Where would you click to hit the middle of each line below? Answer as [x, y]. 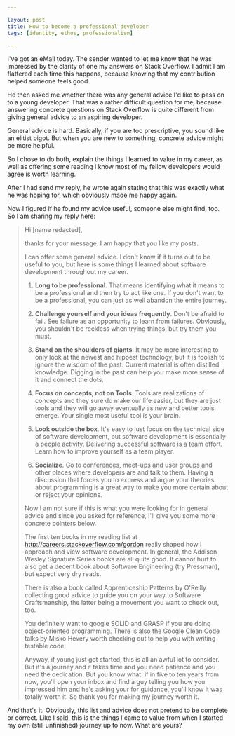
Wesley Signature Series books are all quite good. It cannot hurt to [120, 559]
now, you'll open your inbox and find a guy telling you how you [115, 682]
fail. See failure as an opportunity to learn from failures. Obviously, [130, 321]
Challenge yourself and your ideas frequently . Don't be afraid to [129, 314]
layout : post [26, 20]
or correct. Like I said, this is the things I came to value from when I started [115, 718]
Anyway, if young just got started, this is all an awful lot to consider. [122, 660]
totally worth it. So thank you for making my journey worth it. [112, 697]
